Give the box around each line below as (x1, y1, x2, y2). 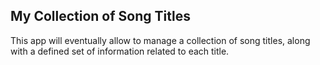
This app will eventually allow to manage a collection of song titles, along (10, 34, 311, 46)
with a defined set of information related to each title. (10, 45, 230, 57)
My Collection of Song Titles (10, 8, 191, 25)
